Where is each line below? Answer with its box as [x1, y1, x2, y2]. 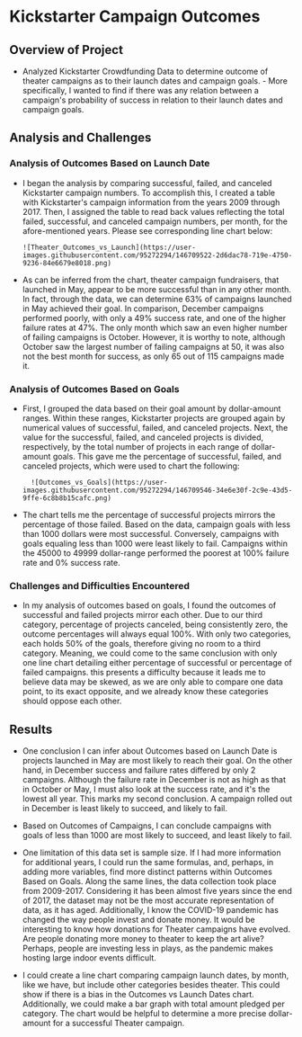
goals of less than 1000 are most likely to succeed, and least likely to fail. [22, 830, 292, 841]
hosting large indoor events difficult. [22, 952, 157, 963]
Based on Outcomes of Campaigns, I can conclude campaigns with [22, 820, 272, 831]
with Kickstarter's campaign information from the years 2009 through [22, 196, 280, 208]
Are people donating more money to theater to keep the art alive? [22, 934, 265, 944]
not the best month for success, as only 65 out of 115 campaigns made [22, 351, 285, 362]
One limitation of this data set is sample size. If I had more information [22, 847, 281, 858]
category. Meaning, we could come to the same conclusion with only [22, 648, 278, 658]
